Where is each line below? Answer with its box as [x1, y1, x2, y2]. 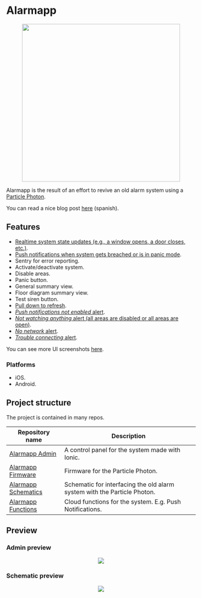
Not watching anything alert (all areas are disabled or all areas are [14, 314, 179, 322]
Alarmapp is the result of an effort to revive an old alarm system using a [6, 186, 183, 194]
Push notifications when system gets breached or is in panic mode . [14, 251, 182, 258]
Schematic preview [6, 572, 64, 580]
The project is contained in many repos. [6, 413, 105, 421]
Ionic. [64, 453, 80, 462]
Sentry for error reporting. [14, 257, 80, 264]
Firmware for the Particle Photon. [64, 466, 158, 475]
